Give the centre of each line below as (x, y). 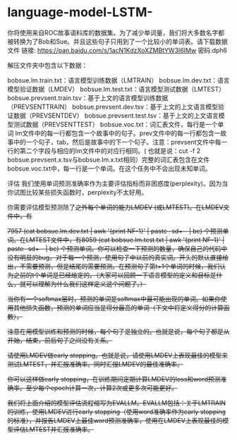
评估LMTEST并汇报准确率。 (53, 429)
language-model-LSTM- (80, 12)
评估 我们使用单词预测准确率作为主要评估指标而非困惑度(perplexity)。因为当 (117, 183)
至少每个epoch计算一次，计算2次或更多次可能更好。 (102, 388)
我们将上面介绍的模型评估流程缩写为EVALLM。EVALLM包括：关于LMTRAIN (117, 403)
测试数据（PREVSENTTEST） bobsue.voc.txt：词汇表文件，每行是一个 (115, 124)
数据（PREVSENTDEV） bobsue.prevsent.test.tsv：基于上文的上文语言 (116, 115)
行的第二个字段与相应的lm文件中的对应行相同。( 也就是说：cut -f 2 (104, 151)
